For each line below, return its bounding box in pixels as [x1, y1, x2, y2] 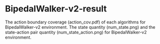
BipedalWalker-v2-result [5, 3, 107, 14]
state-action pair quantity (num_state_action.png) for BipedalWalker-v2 [5, 29, 147, 35]
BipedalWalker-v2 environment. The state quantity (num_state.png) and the [5, 24, 156, 30]
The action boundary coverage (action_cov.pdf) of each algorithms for [5, 19, 146, 25]
